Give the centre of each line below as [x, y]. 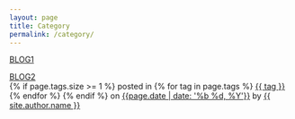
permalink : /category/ [52, 34]
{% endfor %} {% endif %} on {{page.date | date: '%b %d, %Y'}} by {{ [140, 96]
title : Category [40, 26]
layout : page [34, 17]
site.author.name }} [45, 106]
